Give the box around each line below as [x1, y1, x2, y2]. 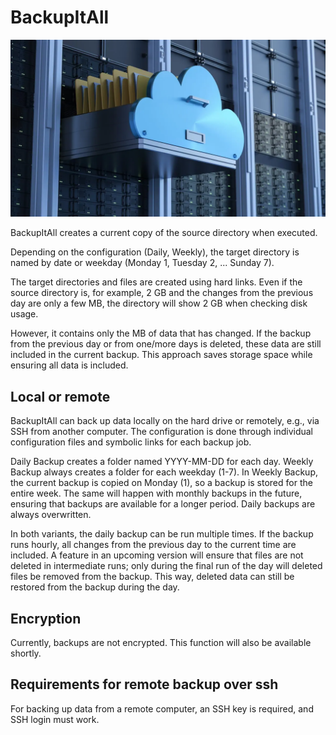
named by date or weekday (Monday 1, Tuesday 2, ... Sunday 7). [10, 257, 275, 269]
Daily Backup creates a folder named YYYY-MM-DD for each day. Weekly [10, 456, 314, 468]
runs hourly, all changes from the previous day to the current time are [10, 539, 297, 551]
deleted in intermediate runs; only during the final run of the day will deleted [10, 560, 323, 572]
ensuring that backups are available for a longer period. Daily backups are [10, 498, 316, 510]
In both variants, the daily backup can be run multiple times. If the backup [10, 528, 314, 540]
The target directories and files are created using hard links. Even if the [10, 276, 303, 288]
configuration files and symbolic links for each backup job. [10, 436, 252, 448]
